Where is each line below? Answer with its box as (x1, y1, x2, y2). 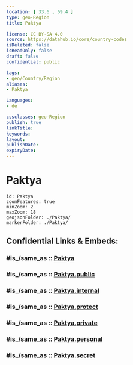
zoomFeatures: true (6, 198, 55, 205)
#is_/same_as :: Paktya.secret (6, 351, 96, 359)
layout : (6, 136, 26, 142)
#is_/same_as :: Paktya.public (6, 270, 95, 279)
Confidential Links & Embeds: (6, 236, 119, 246)
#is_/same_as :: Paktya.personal (6, 335, 103, 343)
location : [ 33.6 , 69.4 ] (6, 8, 74, 15)
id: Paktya (6, 193, 34, 199)
